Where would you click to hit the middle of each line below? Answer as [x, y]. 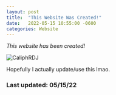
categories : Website [32, 29]
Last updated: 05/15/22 [42, 85]
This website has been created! [46, 46]
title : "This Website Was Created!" [54, 18]
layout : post [23, 12]
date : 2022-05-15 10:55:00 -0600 [51, 23]
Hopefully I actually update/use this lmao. [58, 70]
